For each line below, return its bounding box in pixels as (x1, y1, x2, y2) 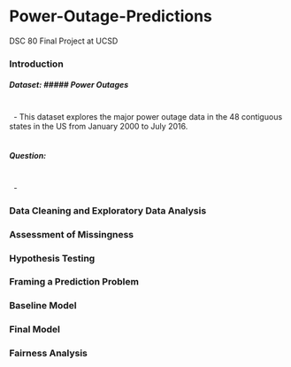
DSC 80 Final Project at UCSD (9, 35, 119, 46)
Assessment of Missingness (9, 228, 134, 240)
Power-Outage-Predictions (9, 6, 212, 27)
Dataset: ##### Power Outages (9, 80, 129, 90)
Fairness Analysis (9, 347, 88, 360)
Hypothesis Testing (9, 252, 96, 264)
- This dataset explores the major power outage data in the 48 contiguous (12, 111, 283, 121)
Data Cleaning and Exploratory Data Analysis (9, 204, 207, 216)
